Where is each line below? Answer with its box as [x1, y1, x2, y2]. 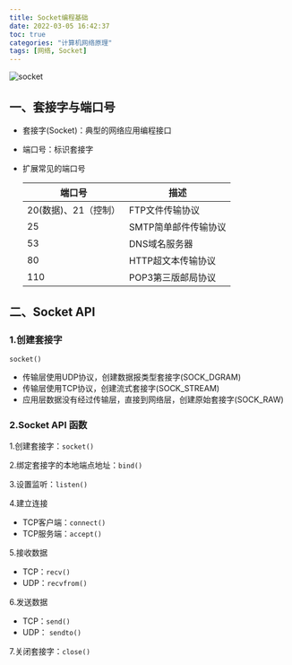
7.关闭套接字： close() [9, 645, 91, 656]
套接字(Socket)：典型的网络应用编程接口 [21, 125, 172, 136]
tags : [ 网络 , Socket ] [9, 47, 88, 56]
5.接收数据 [9, 547, 47, 557]
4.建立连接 [9, 497, 48, 508]
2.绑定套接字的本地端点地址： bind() [9, 459, 143, 470]
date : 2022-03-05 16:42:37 [9, 22, 110, 31]
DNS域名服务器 [128, 237, 193, 249]
